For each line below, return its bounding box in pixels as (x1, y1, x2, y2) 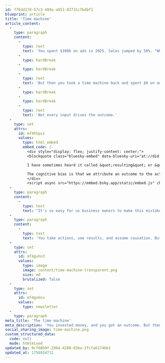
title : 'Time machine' (5, 16, 52, 21)
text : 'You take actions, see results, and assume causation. (23, 235, 153, 240)
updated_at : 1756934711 (5, 350, 54, 355)
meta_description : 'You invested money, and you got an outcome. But (5, 323, 151, 328)
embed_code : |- (23, 145, 54, 150)
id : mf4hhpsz (18, 131, 45, 136)
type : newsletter (23, 304, 58, 309)
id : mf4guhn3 (18, 254, 45, 259)
